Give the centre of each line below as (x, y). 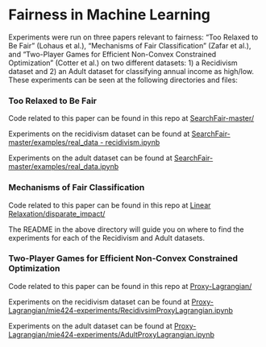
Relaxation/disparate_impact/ (57, 213)
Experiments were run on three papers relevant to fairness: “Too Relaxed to (133, 37)
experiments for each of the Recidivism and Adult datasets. (107, 238)
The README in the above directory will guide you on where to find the (126, 229)
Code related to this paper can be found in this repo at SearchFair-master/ (131, 118)
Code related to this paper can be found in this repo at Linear (110, 205)
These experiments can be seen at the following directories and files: (123, 80)
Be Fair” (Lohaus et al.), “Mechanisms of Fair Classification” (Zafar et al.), (130, 45)
